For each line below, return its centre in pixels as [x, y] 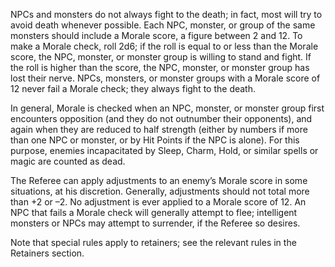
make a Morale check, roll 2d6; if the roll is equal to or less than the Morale [164, 46]
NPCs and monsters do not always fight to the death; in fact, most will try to [166, 14]
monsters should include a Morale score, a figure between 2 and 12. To [156, 35]
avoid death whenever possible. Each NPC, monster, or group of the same [163, 25]
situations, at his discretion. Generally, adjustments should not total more [160, 191]
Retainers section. [47, 253]
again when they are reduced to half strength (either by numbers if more [159, 129]
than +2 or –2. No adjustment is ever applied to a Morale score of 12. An [158, 202]
